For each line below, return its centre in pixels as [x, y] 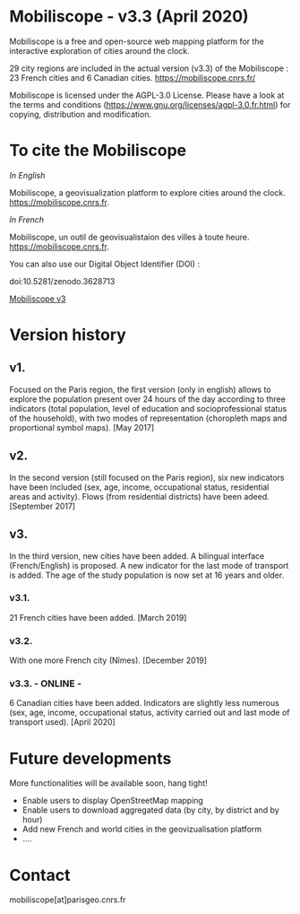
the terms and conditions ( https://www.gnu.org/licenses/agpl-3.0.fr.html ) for [150, 104]
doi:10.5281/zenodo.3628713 [62, 281]
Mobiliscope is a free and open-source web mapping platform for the [137, 41]
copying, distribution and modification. [81, 114]
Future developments [90, 758]
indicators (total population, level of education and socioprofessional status [148, 408]
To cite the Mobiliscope [98, 151]
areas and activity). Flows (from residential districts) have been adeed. [140, 496]
